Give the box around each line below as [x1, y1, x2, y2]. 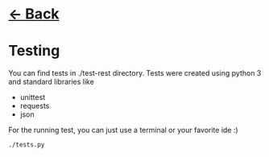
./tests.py [8, 141, 45, 149]
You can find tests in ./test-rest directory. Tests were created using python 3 [8, 68, 262, 78]
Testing [8, 42, 60, 60]
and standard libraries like [8, 77, 94, 87]
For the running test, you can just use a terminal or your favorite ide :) [8, 126, 239, 135]
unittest [19, 93, 46, 102]
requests [19, 101, 50, 111]
